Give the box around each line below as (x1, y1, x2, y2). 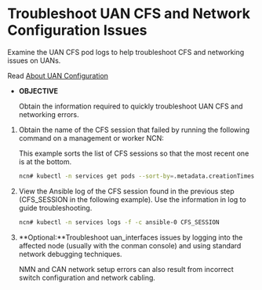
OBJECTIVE (18, 86, 59, 95)
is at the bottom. (18, 156, 72, 166)
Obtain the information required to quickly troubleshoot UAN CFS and (18, 101, 244, 111)
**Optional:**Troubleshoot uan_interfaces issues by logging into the (18, 233, 243, 242)
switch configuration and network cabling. (18, 273, 156, 282)
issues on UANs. (7, 56, 61, 65)
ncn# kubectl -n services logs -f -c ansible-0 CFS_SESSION (18, 218, 220, 226)
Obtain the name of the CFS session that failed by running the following (18, 125, 250, 134)
